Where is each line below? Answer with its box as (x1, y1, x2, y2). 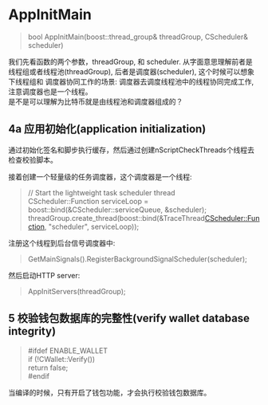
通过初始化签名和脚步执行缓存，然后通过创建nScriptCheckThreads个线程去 (8, 145, 255, 155)
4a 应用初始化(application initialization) (8, 122, 207, 136)
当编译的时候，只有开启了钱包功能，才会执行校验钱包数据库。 (8, 387, 211, 397)
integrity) (8, 324, 57, 338)
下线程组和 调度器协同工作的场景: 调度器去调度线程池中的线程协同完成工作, (8, 77, 254, 86)
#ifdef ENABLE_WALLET (27, 345, 108, 356)
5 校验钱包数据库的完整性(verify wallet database (8, 312, 250, 325)
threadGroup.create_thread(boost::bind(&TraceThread (27, 213, 206, 222)
